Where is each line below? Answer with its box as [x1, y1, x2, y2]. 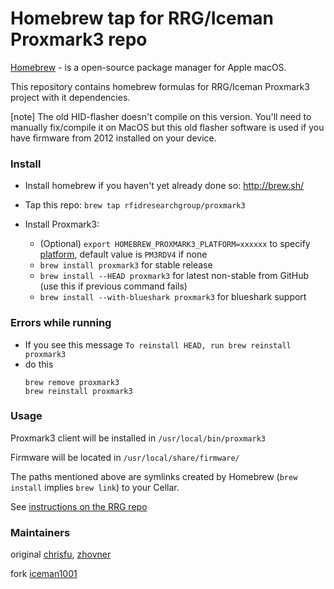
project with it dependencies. [10, 91, 131, 103]
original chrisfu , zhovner [10, 548, 112, 561]
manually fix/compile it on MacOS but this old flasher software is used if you [10, 121, 325, 133]
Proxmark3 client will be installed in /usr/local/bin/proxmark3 [10, 432, 266, 444]
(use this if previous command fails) [39, 280, 188, 292]
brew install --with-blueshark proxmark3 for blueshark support [39, 291, 307, 303]
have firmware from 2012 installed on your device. [10, 132, 217, 144]
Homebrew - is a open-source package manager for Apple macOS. [10, 61, 287, 73]
